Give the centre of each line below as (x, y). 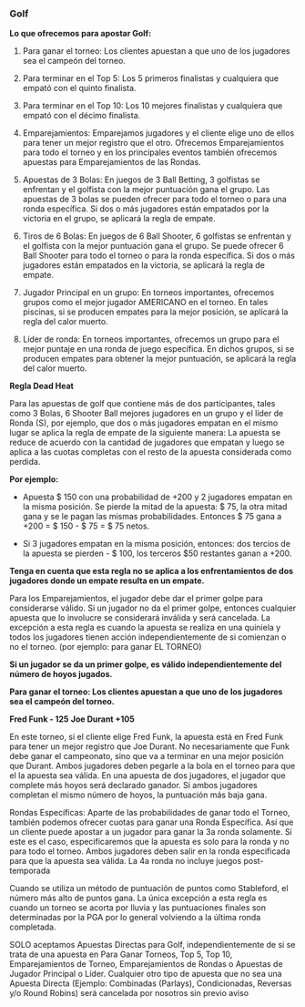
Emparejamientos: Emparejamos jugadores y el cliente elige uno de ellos (158, 133)
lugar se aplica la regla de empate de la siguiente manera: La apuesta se (145, 433)
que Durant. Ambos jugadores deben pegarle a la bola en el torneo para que (152, 766)
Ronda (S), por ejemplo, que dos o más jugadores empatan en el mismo (144, 423)
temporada (30, 871)
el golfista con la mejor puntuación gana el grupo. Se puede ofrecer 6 (153, 246)
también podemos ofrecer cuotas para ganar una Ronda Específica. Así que (152, 822)
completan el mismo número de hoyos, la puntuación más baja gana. (138, 795)
